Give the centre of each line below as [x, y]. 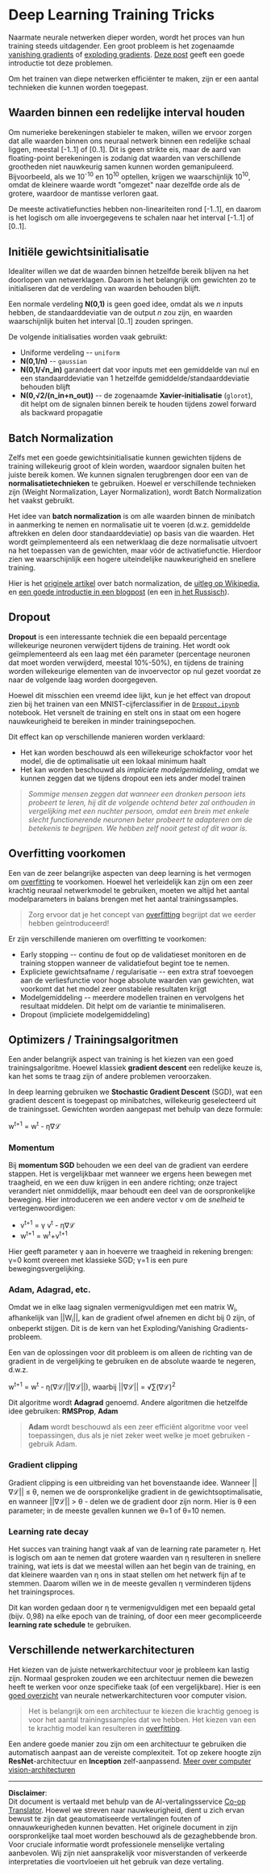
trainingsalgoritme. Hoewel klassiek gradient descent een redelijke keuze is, [135, 1068]
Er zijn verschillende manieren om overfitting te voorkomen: [108, 938]
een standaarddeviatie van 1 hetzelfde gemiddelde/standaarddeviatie [135, 378]
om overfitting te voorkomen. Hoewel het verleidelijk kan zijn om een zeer [131, 882]
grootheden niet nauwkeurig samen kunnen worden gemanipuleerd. [121, 166]
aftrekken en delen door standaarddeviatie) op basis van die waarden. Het [131, 533]
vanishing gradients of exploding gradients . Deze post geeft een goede [127, 54]
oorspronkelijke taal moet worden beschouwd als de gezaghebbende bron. [133, 1835]
